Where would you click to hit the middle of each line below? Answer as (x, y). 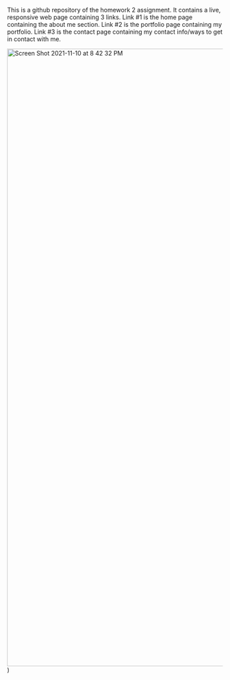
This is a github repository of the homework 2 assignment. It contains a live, (114, 10)
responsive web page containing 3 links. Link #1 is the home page (100, 17)
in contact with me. (34, 39)
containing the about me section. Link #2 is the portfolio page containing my (115, 24)
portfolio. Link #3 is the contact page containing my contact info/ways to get (115, 32)
